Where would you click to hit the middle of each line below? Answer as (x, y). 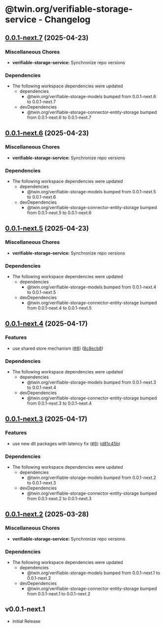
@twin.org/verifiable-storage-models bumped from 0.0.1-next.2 (92, 478)
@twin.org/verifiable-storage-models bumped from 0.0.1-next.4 (92, 287)
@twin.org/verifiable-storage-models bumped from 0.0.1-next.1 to (93, 573)
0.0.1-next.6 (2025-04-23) (47, 133)
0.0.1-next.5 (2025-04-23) (47, 228)
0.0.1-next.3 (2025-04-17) (46, 419)
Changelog (67, 19)
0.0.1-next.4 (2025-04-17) (46, 323)
